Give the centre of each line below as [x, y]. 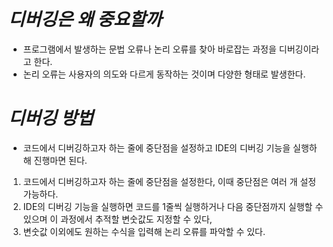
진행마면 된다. [60, 160]
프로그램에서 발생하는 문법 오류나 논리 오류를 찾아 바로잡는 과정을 [149, 49]
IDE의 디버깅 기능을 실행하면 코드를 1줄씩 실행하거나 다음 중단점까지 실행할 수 [173, 206]
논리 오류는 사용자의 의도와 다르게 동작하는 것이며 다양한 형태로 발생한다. [164, 74]
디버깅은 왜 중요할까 [85, 19]
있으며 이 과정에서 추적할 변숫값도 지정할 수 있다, [117, 219]
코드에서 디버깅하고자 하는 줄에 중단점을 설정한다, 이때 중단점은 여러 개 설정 [169, 181]
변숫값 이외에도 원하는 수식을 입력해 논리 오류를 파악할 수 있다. [144, 231]
